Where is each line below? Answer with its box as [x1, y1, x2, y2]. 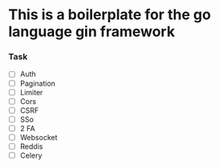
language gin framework [8, 22, 175, 41]
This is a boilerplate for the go [8, 6, 211, 24]
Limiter [19, 87, 43, 97]
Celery [19, 150, 43, 161]
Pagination [19, 78, 56, 88]
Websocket [19, 132, 58, 142]
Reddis [19, 142, 43, 151]
